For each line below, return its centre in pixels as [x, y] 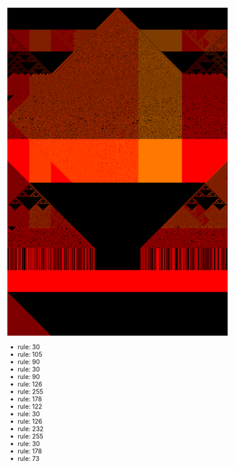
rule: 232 [30, 429]
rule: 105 [30, 355]
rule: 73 [28, 459]
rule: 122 [30, 406]
